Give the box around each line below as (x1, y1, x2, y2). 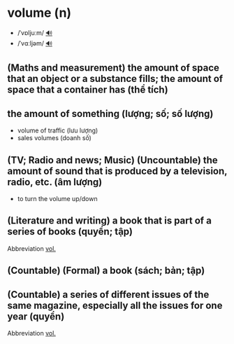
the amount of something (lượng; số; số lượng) (7, 107, 214, 120)
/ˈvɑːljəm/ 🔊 (17, 39, 52, 47)
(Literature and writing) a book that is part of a (7, 215, 212, 227)
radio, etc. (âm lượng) (7, 176, 103, 188)
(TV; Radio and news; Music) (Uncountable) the (7, 154, 218, 166)
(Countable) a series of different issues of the (7, 289, 210, 301)
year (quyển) (7, 310, 65, 322)
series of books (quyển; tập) (7, 226, 133, 238)
